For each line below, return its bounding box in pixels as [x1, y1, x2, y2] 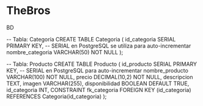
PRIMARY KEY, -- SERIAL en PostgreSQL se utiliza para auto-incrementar [6, 42, 191, 49]
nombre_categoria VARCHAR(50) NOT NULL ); [6, 48, 124, 55]
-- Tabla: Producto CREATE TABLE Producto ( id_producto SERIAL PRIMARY [6, 60, 197, 68]
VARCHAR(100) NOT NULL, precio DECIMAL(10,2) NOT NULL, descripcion [6, 73, 193, 80]
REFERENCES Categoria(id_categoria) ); [6, 93, 107, 100]
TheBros [6, 4, 51, 18]
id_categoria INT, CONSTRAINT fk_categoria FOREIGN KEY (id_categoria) [6, 86, 191, 93]
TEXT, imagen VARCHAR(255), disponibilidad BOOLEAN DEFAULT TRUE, [6, 80, 190, 87]
